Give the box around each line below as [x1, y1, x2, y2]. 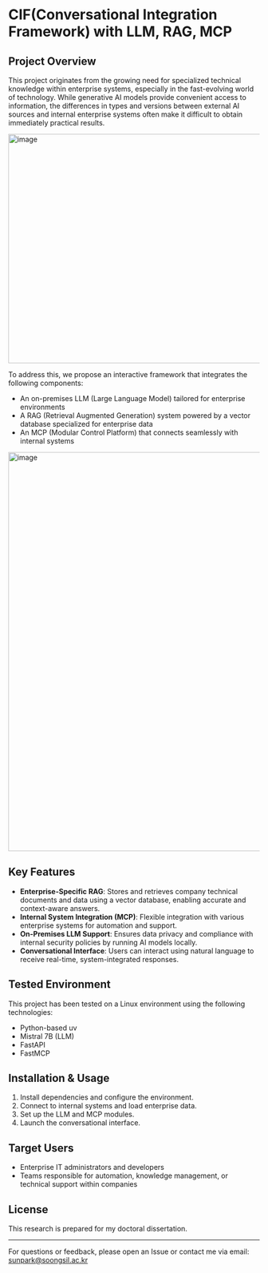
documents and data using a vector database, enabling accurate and [19, 895, 246, 905]
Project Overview [8, 54, 97, 68]
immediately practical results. [8, 118, 105, 127]
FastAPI [19, 1040, 45, 1049]
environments [19, 402, 65, 412]
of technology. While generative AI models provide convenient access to [8, 93, 247, 101]
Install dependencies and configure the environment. [19, 1092, 194, 1102]
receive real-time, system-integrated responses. [19, 954, 179, 964]
